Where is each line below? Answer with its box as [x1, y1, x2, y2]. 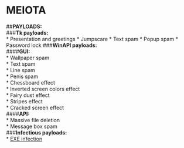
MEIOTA [6, 4, 46, 17]
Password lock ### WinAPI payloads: [6, 42, 97, 49]
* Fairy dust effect [6, 92, 50, 99]
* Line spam [6, 66, 35, 73]
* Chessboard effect [6, 79, 56, 86]
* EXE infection [6, 135, 43, 142]
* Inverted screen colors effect [6, 85, 80, 92]
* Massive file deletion [6, 116, 60, 123]
